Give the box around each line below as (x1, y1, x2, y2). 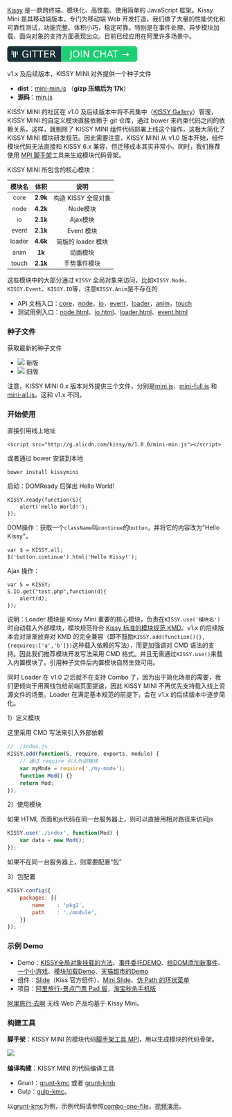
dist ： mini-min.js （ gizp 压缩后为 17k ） (17, 84, 130, 92)
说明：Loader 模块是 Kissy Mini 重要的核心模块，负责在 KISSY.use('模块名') (7, 615, 221, 624)
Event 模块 (66, 226, 98, 235)
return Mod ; (19, 779, 54, 787)
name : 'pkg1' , (32, 902, 85, 909)
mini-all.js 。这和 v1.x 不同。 (7, 390, 86, 399)
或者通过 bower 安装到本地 (7, 454, 84, 462)
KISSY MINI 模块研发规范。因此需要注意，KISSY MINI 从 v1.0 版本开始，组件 (7, 134, 224, 142)
